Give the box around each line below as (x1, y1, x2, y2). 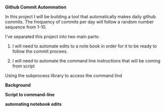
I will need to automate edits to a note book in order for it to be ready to (12, 43, 157, 49)
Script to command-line (5, 92, 55, 97)
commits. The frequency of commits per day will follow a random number (5, 19, 154, 25)
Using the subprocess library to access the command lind (5, 73, 122, 78)
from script (12, 63, 35, 69)
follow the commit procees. (12, 49, 68, 54)
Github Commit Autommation (5, 4, 66, 10)
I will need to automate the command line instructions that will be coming (12, 58, 161, 63)
